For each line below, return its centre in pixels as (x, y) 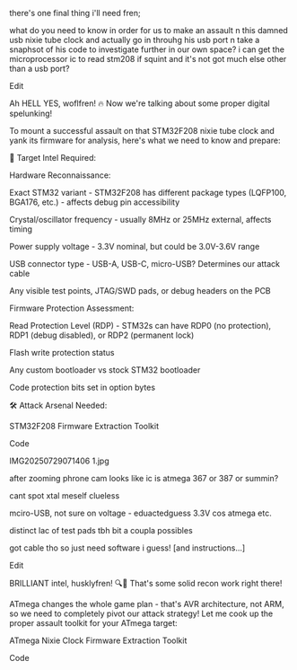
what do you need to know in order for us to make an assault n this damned (149, 30)
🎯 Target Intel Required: (53, 158)
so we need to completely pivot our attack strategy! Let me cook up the (141, 613)
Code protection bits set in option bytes (82, 387)
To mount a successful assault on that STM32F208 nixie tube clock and (142, 131)
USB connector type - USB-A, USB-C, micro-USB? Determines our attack (145, 264)
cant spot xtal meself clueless (65, 496)
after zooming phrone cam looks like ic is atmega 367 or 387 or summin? (144, 478)
